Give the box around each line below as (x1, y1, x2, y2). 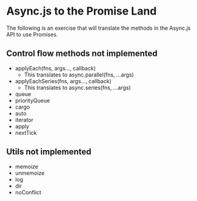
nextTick (15, 129, 38, 136)
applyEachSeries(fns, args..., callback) (15, 77, 112, 84)
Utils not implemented (6, 147, 92, 157)
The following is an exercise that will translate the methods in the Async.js (6, 24, 191, 32)
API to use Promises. (6, 30, 58, 38)
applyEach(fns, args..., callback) (15, 64, 96, 72)
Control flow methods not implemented (6, 49, 158, 59)
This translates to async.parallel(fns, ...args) (24, 71, 135, 78)
